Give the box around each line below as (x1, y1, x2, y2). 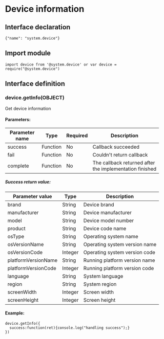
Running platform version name (83, 257, 155, 264)
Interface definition (5, 80, 65, 88)
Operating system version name (83, 241, 157, 248)
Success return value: (5, 179, 51, 185)
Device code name (83, 225, 126, 232)
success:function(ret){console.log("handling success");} (9, 325, 130, 330)
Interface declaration (5, 23, 71, 31)
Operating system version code (83, 249, 155, 255)
